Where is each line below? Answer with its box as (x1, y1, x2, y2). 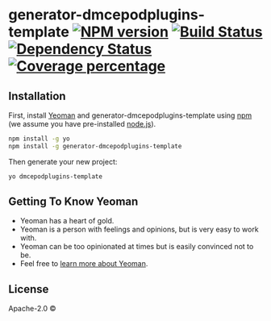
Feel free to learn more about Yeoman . (19, 259, 148, 269)
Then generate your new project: (8, 156, 118, 166)
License (8, 282, 49, 296)
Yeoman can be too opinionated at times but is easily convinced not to (19, 242, 254, 252)
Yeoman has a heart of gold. (19, 216, 115, 226)
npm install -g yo (8, 135, 70, 143)
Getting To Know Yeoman (8, 195, 139, 209)
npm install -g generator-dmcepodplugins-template (8, 142, 182, 150)
